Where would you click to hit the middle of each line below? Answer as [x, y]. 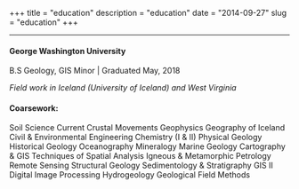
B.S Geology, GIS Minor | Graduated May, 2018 [95, 71]
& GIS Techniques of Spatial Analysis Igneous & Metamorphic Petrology [140, 156]
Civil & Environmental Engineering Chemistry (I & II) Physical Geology [136, 138]
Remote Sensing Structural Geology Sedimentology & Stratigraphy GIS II [141, 165]
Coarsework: [34, 108]
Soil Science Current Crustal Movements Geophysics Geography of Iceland [147, 128]
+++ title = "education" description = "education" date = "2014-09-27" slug [148, 13]
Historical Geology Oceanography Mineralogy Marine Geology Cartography [148, 146]
